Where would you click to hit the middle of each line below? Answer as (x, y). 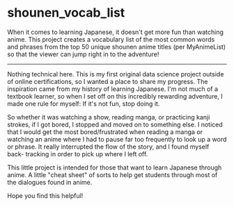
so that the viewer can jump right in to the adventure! (83, 54)
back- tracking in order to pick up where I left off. (78, 154)
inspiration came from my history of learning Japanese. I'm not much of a (112, 89)
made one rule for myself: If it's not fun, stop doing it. (84, 104)
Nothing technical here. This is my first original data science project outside (116, 74)
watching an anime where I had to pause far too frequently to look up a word (117, 139)
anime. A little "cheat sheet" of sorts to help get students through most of (112, 174)
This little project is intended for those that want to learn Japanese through (115, 167)
